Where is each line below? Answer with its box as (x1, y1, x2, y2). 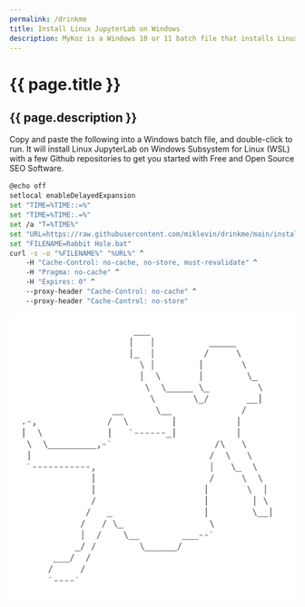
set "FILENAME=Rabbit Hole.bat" (9, 239, 132, 249)
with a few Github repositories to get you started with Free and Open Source (9, 153, 295, 164)
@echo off (9, 181, 47, 191)
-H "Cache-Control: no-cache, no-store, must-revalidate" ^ (25, 259, 258, 268)
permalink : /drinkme (9, 15, 88, 24)
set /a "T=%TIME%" (9, 220, 79, 229)
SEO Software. (9, 163, 64, 174)
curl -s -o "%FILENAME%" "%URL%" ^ (9, 249, 144, 258)
